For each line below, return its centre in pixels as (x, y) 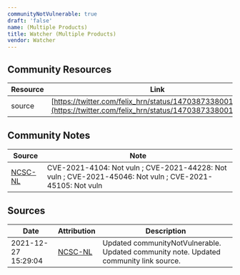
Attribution (76, 231)
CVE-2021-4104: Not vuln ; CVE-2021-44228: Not (137, 167)
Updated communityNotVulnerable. (162, 243)
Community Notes (49, 136)
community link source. (141, 261)
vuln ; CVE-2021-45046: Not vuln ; (108, 177)
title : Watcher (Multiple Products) (62, 34)
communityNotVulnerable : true (52, 14)
